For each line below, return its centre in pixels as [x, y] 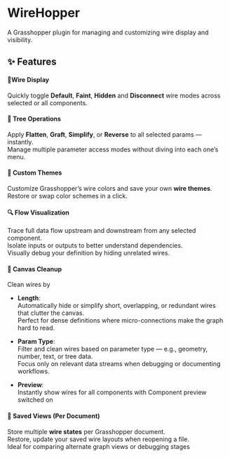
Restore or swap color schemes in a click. [68, 196]
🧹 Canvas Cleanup [35, 269]
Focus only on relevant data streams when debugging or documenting [119, 364]
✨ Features [32, 62]
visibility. [20, 39]
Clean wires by [29, 285]
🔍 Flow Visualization [39, 213]
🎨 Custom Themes [35, 173]
